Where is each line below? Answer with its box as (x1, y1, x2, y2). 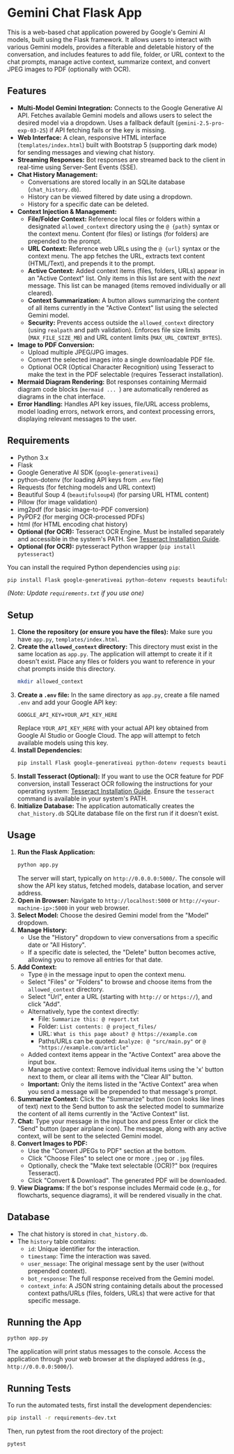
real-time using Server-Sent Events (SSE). (17, 162, 138, 171)
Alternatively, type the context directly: (27, 1007, 139, 1015)
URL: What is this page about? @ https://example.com (38, 1029, 198, 1037)
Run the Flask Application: (17, 848, 95, 856)
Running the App (7, 1316, 82, 1328)
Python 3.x (17, 453, 49, 461)
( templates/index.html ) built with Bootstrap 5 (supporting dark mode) (17, 141, 217, 149)
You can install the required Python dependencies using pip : (7, 563, 181, 571)
